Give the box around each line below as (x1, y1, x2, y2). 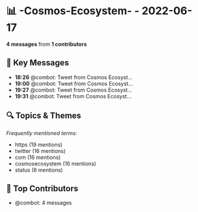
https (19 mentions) (14, 141, 63, 148)
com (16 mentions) (14, 154, 61, 161)
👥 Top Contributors (6, 183, 79, 194)
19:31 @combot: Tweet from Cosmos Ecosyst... (14, 92, 132, 99)
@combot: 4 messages (14, 199, 72, 207)
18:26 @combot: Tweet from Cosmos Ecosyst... (14, 73, 133, 80)
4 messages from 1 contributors (6, 40, 87, 48)
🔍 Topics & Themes (6, 111, 82, 121)
